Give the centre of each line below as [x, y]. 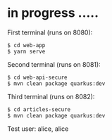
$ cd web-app [26, 45]
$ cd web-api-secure [38, 77]
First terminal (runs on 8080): [50, 32]
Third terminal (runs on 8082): [51, 96]
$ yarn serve [26, 51]
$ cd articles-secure [39, 109]
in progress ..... [53, 13]
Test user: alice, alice [38, 129]
